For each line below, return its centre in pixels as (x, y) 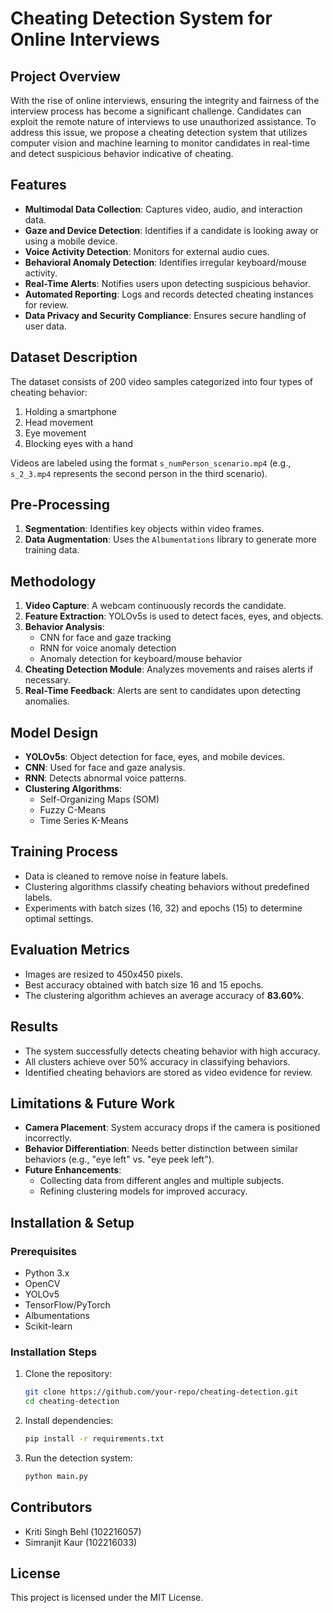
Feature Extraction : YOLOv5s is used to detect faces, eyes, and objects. (174, 616)
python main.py (56, 1476)
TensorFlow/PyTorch (67, 1305)
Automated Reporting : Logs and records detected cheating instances (169, 294)
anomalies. (47, 701)
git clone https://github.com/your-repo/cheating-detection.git (161, 1392)
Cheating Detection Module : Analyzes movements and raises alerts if (169, 669)
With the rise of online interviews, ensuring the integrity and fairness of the (165, 100)
